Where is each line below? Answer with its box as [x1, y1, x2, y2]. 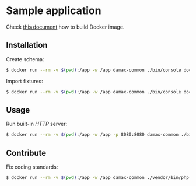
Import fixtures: [6, 78, 43, 85]
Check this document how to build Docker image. [6, 23, 125, 30]
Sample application [6, 4, 101, 17]
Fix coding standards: [6, 163, 58, 170]
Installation [6, 40, 48, 50]
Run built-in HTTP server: [6, 121, 68, 128]
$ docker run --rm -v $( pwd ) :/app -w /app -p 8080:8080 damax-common [6, 132, 179, 138]
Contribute [6, 148, 47, 158]
